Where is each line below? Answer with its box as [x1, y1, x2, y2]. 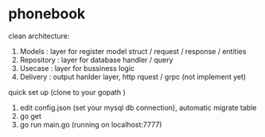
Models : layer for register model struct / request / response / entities [19, 46, 247, 56]
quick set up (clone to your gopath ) [8, 87, 126, 96]
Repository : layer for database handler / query [19, 55, 173, 65]
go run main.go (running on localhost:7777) [19, 119, 162, 129]
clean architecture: [8, 31, 70, 41]
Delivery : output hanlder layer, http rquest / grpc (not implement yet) [19, 72, 247, 81]
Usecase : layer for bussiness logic [19, 63, 135, 72]
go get [19, 111, 42, 120]
